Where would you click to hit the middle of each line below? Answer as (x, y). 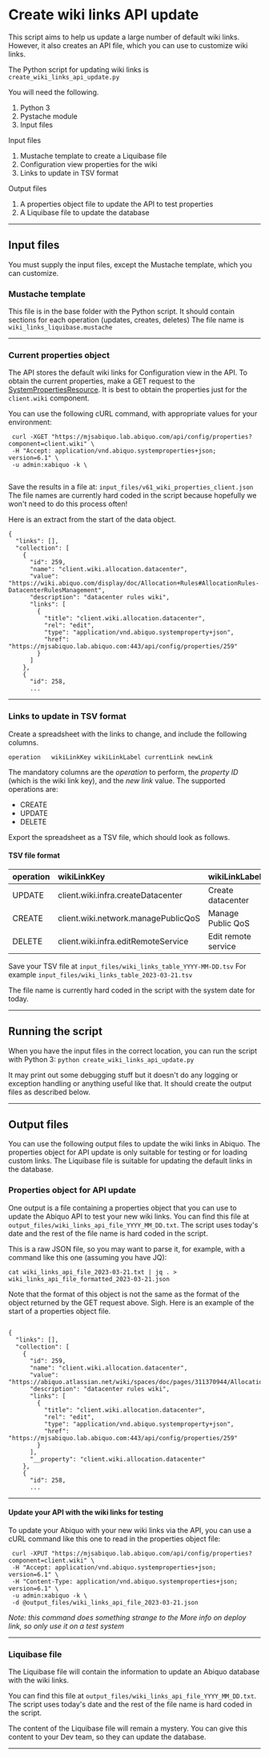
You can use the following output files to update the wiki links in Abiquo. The (134, 1144)
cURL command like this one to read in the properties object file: (114, 1539)
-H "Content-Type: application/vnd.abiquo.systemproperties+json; (125, 1581)
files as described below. (49, 1092)
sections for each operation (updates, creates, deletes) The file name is (126, 320)
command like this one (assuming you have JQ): (88, 1257)
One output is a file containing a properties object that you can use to (123, 1207)
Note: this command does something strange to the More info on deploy (127, 1617)
